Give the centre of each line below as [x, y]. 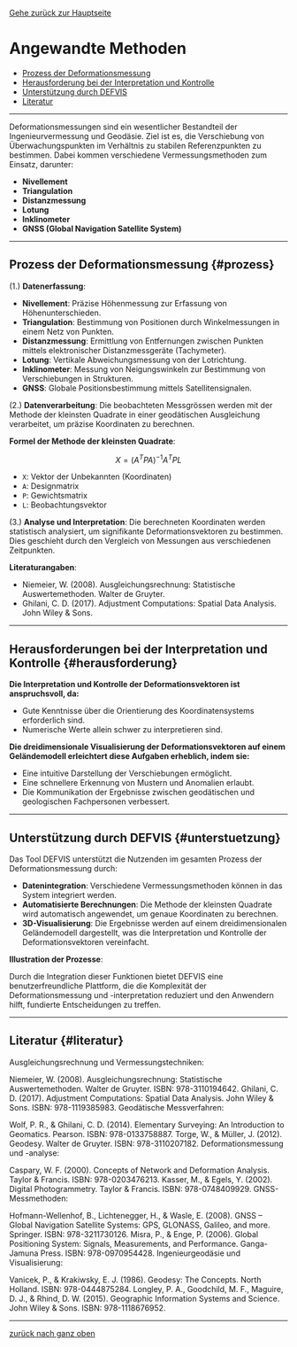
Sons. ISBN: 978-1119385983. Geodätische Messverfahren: [117, 1107]
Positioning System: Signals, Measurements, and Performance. [124, 1243]
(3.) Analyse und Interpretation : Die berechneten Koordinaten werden [137, 523]
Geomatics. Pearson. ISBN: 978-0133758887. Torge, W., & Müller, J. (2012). [146, 1134]
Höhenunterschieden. [61, 313]
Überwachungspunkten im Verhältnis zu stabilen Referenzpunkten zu [136, 145]
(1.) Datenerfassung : [47, 286]
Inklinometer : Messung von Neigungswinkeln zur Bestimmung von [144, 369]
